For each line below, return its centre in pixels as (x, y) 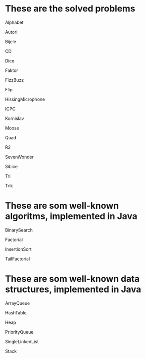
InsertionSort (19, 249)
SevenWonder (19, 157)
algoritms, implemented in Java (71, 216)
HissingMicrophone (25, 99)
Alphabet (14, 22)
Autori (11, 32)
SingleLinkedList (22, 341)
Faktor (12, 70)
